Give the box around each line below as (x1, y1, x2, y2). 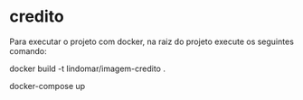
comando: (9, 45, 47, 56)
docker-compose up (9, 80, 86, 91)
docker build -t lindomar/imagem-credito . (9, 63, 166, 74)
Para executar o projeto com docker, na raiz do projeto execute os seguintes (9, 36, 294, 47)
